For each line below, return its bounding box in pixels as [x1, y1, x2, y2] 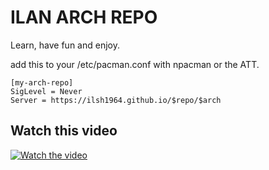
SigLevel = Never [10, 86, 83, 96]
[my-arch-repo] [10, 77, 74, 88]
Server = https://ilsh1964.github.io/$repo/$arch [10, 95, 222, 105]
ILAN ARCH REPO [10, 6, 158, 29]
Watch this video [10, 122, 118, 140]
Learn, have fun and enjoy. [10, 39, 120, 51]
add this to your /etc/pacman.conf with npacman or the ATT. [10, 58, 260, 70]
